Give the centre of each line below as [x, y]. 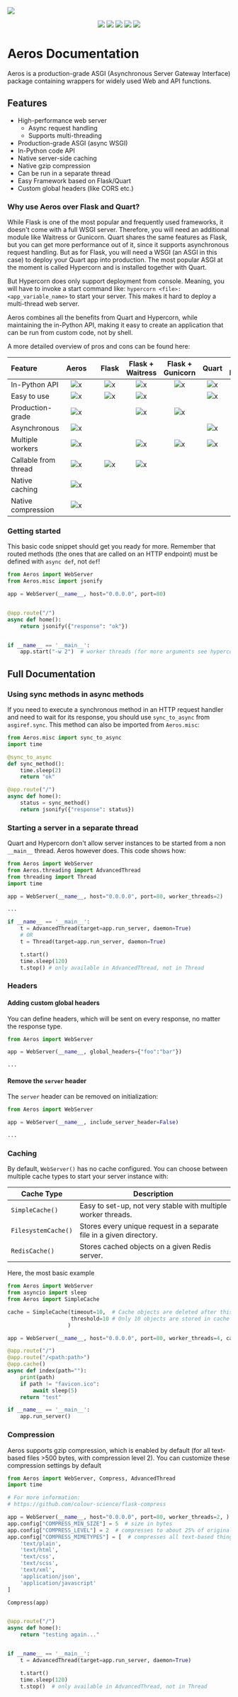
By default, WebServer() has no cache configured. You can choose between [118, 1169]
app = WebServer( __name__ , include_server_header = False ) [93, 1122]
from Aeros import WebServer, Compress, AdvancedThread [91, 1478]
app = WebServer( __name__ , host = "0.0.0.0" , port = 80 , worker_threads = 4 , [115, 1338]
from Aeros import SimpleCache [53, 1300]
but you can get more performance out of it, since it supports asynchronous [118, 245]
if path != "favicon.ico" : [60, 1384]
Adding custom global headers [54, 1003]
